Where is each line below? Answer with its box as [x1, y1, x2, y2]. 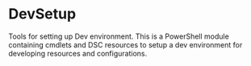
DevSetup [8, 5, 77, 23]
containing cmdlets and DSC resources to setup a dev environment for [8, 39, 243, 49]
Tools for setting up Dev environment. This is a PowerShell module [8, 31, 230, 41]
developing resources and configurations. [8, 48, 148, 58]
